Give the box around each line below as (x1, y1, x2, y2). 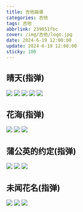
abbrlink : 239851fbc (6, 26, 59, 32)
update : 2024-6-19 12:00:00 (6, 43, 78, 49)
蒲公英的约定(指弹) (6, 146, 76, 156)
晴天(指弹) (6, 73, 44, 83)
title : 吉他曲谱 (6, 9, 44, 15)
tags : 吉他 (6, 20, 32, 26)
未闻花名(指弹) (6, 183, 61, 193)
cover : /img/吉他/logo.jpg (6, 32, 73, 38)
